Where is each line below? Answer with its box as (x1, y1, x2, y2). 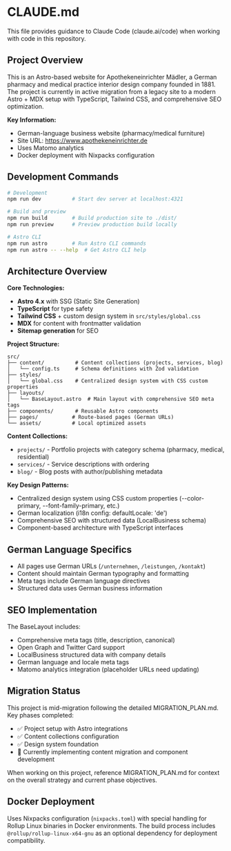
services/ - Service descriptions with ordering (17, 460, 150, 469)
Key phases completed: (7, 711, 74, 719)
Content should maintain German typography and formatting (17, 570, 190, 578)
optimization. (7, 102, 44, 111)
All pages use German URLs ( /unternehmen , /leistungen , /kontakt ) (17, 562, 205, 570)
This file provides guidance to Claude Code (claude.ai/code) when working (7, 27, 221, 35)
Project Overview (7, 55, 83, 66)
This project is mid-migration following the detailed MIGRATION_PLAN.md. (7, 703, 219, 712)
